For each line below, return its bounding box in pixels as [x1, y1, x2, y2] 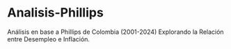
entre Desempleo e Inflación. [7, 35, 90, 43]
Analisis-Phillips [7, 5, 104, 21]
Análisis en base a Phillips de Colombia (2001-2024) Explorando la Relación [7, 28, 224, 36]
